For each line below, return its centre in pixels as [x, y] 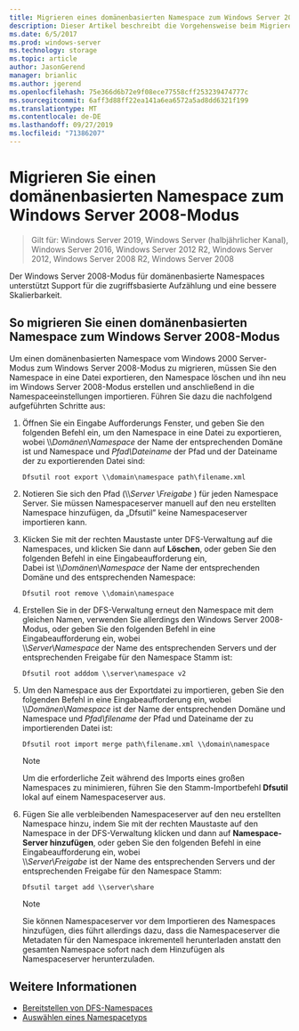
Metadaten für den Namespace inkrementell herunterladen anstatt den [152, 939]
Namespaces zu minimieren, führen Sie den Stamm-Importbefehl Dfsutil [155, 787]
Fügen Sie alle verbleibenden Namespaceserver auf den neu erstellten [151, 814]
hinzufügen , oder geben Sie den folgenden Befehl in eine [155, 842]
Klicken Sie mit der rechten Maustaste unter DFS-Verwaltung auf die [147, 539]
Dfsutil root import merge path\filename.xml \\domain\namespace [145, 744]
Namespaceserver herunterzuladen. [89, 959]
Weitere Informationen [73, 987]
